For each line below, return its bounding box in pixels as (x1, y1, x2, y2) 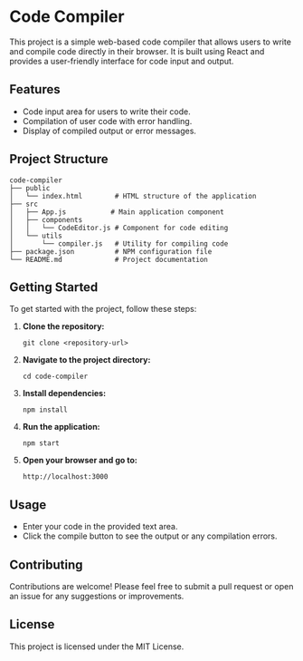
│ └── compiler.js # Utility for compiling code (9, 238, 229, 248)
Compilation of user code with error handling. (22, 115, 193, 126)
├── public (9, 183, 51, 192)
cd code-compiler (22, 372, 89, 382)
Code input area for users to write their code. (22, 106, 192, 117)
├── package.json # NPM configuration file (9, 247, 213, 256)
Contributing (9, 557, 83, 572)
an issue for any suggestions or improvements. (9, 591, 185, 601)
